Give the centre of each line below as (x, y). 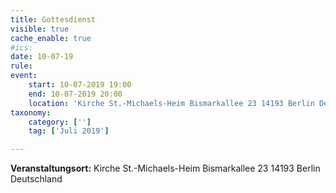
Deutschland (36, 179)
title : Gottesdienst (53, 19)
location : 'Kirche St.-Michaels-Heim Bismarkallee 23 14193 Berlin (171, 103)
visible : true (40, 29)
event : (24, 76)
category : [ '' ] (60, 122)
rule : (21, 66)
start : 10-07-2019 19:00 (80, 85)
